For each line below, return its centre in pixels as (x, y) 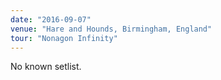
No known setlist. (46, 67)
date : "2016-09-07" (51, 19)
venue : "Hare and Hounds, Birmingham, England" (111, 29)
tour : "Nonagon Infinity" (64, 38)
